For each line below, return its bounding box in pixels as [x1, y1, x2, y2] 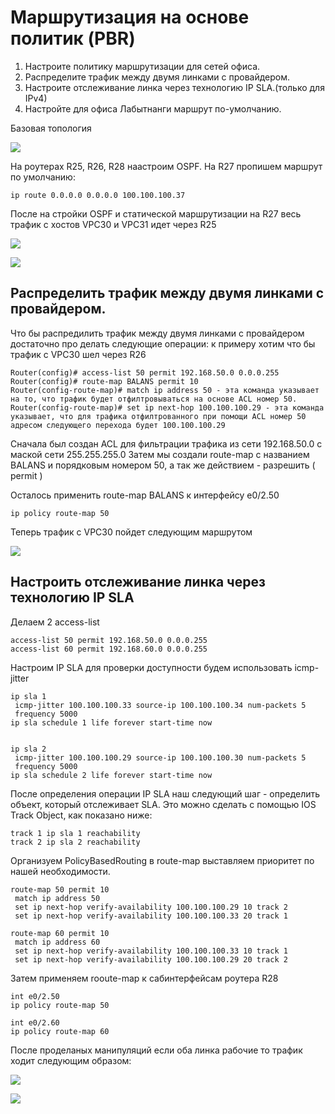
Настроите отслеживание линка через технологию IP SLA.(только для [24, 81, 325, 93]
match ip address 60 [14, 937, 101, 947]
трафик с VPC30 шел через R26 [10, 348, 147, 360]
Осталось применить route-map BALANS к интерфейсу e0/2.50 [10, 489, 280, 501]
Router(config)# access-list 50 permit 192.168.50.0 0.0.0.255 [10, 367, 280, 378]
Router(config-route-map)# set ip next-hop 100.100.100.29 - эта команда [10, 402, 325, 413]
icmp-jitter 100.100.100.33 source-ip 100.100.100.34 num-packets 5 [14, 700, 307, 710]
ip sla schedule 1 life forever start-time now [10, 717, 213, 728]
